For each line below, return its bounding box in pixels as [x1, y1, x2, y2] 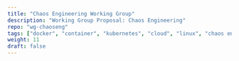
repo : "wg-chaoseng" [7, 23, 69, 30]
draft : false [7, 43, 46, 50]
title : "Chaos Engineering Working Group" [7, 10, 135, 18]
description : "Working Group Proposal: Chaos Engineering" [7, 17, 186, 24]
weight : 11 [7, 36, 40, 43]
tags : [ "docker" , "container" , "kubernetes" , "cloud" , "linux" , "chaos [7, 29, 225, 37]
